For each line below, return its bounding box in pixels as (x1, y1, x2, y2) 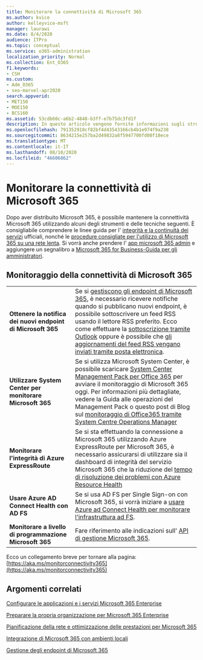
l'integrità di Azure (9, 454, 65, 462)
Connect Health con (9, 502, 68, 510)
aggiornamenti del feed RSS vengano (75, 340, 181, 348)
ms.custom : (6, 76, 34, 82)
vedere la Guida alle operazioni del (75, 395, 173, 404)
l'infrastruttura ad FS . (75, 513, 135, 522)
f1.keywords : (6, 65, 39, 71)
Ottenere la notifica (9, 309, 66, 318)
